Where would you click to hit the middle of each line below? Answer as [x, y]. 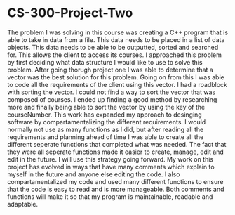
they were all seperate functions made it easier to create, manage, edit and [116, 152]
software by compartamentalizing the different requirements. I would [107, 122]
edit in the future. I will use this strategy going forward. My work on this [110, 159]
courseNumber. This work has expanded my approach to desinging [105, 115]
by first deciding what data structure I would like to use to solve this [105, 62]
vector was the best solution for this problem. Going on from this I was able [116, 77]
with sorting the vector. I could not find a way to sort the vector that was [112, 92]
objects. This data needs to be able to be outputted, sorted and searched [113, 47]
